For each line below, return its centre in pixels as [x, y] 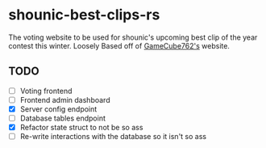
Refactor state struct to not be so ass [81, 127]
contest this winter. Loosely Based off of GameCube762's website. [119, 45]
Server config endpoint [58, 109]
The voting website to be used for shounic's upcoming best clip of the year [133, 37]
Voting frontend [46, 91]
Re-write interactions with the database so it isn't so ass [113, 137]
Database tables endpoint [63, 118]
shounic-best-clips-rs [84, 15]
